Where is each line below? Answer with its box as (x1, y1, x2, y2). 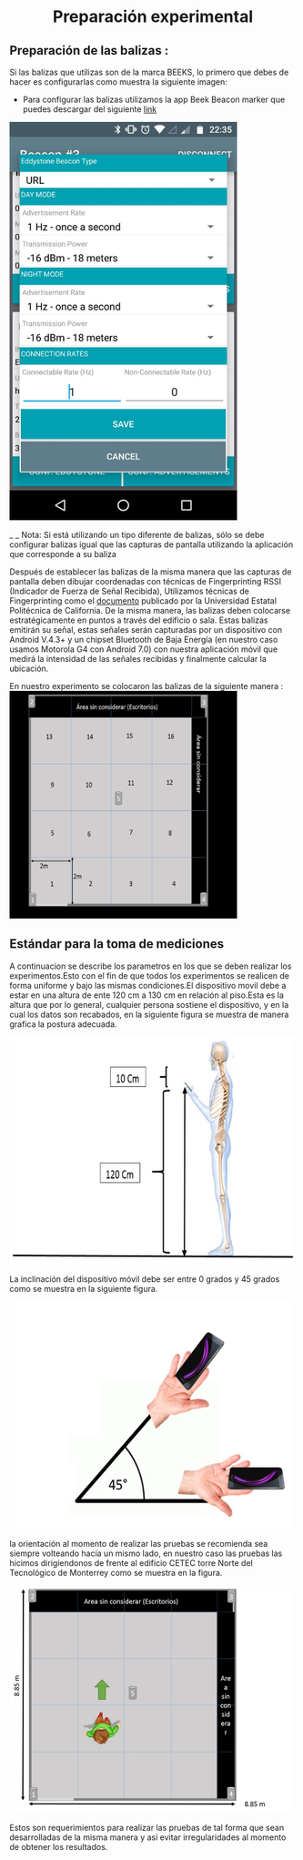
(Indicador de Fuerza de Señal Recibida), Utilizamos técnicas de (9, 585, 250, 596)
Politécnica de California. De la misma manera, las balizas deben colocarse (9, 605, 291, 615)
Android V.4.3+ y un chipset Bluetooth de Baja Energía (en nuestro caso (9, 635, 278, 645)
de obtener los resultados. (9, 1841, 108, 1852)
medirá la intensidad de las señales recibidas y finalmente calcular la (9, 654, 267, 664)
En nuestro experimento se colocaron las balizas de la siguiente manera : (9, 681, 284, 691)
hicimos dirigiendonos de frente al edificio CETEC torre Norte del (9, 1557, 253, 1568)
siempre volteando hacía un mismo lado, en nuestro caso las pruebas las (9, 1548, 283, 1559)
